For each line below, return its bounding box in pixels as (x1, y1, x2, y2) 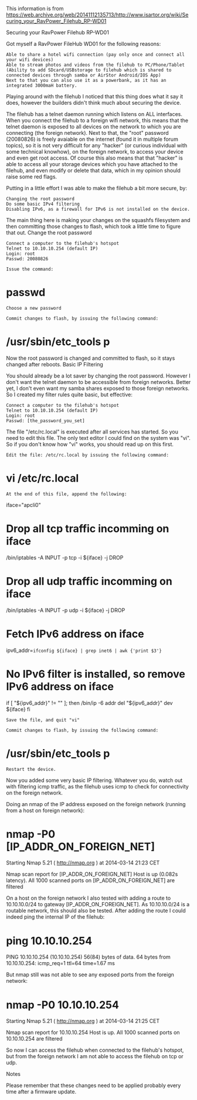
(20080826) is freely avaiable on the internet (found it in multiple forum (6, 135, 179, 143)
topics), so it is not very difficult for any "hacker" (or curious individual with (6, 142, 188, 149)
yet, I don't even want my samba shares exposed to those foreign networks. (6, 385, 189, 392)
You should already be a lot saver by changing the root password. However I (6, 372, 191, 379)
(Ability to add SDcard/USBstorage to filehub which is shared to (6, 67, 172, 73)
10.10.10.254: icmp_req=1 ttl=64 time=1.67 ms (6, 960, 116, 967)
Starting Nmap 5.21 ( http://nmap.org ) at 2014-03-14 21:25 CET (6, 1018, 160, 1025)
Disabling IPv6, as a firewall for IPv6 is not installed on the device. (6, 206, 191, 212)
